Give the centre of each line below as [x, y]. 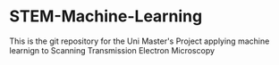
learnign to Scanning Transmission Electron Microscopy [112, 50]
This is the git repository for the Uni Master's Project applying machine [139, 41]
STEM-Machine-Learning [106, 16]
